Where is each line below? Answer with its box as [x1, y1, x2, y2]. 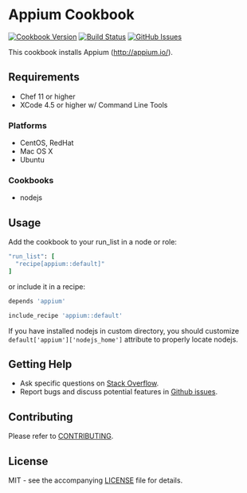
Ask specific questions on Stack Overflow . [19, 378, 159, 388]
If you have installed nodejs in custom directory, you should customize [8, 326, 240, 335]
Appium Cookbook [8, 6, 135, 24]
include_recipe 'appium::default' [8, 311, 123, 319]
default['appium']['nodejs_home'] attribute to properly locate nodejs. [8, 335, 239, 344]
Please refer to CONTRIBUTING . [8, 432, 114, 441]
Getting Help [8, 357, 73, 371]
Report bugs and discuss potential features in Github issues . [19, 387, 218, 397]
